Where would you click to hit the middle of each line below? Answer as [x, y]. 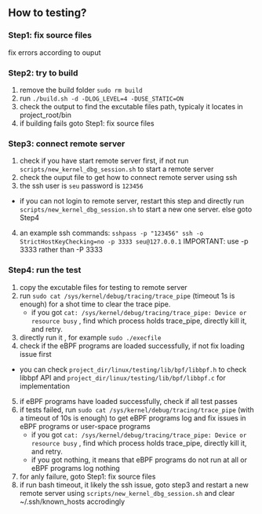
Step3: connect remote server [67, 143]
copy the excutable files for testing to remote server [104, 287]
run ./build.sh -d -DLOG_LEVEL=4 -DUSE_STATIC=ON [102, 98]
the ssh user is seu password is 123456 [81, 186]
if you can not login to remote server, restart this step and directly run [132, 201]
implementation [45, 386]
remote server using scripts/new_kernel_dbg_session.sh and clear [127, 493]
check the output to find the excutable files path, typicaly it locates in [131, 106]
